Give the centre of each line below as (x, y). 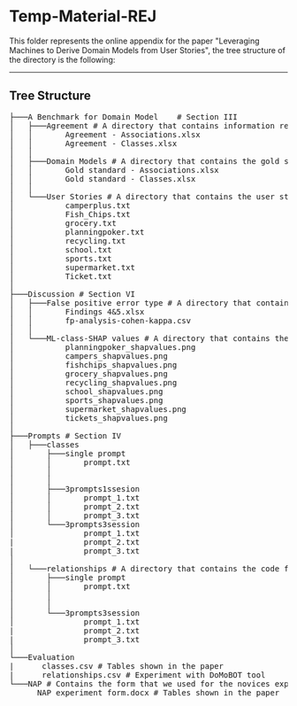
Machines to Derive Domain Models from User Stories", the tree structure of (147, 50)
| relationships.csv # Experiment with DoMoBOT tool (137, 675)
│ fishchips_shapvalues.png (93, 365)
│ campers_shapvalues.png (88, 356)
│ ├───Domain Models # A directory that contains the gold (145, 161)
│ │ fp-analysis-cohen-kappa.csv (100, 320)
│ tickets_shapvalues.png (88, 418)
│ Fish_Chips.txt (70, 214)
